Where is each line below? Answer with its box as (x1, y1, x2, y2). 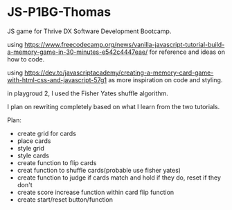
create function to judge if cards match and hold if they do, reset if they (17, 173, 222, 182)
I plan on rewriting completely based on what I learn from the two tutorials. (7, 102, 220, 111)
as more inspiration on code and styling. (108, 75, 223, 84)
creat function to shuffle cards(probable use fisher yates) (17, 166, 181, 174)
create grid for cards (17, 129, 76, 137)
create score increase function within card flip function (17, 188, 175, 196)
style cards (17, 151, 50, 160)
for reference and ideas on (149, 48, 225, 56)
